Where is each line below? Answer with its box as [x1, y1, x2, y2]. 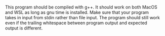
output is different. [5, 25, 43, 31]
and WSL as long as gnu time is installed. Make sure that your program [5, 9, 149, 15]
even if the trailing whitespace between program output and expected [5, 20, 147, 26]
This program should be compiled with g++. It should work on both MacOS [5, 4, 158, 10]
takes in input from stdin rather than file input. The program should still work [5, 15, 160, 20]
